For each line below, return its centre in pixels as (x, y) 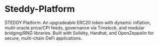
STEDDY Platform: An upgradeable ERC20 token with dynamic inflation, (78, 23)
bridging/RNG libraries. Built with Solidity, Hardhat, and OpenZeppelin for (79, 33)
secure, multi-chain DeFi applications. (43, 38)
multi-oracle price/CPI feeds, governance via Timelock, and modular (75, 27)
